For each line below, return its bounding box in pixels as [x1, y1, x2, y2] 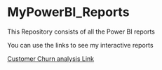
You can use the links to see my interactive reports [7, 41, 154, 49]
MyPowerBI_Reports [7, 4, 130, 20]
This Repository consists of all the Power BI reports [7, 27, 156, 36]
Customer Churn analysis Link [7, 54, 95, 63]
